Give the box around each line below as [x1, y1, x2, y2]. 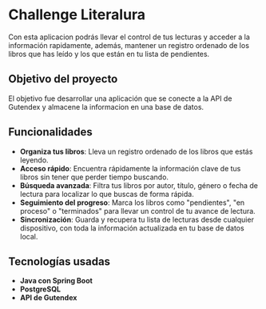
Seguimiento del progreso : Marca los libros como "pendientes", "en [19, 198, 245, 207]
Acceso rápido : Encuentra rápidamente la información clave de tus [19, 163, 241, 173]
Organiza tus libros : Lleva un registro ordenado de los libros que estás [19, 146, 253, 156]
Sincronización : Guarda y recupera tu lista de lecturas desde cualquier [19, 215, 254, 224]
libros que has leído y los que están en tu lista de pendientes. [8, 49, 210, 58]
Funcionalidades [8, 126, 93, 139]
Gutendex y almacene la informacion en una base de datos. [8, 102, 204, 111]
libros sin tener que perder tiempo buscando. [19, 172, 169, 182]
